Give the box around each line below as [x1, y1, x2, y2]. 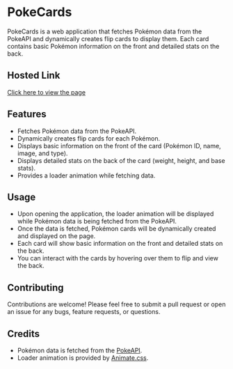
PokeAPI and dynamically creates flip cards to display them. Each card [7, 34, 209, 42]
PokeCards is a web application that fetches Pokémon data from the [7, 27, 202, 36]
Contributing [7, 281, 64, 293]
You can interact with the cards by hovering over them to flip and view [17, 254, 219, 262]
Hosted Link [7, 70, 61, 81]
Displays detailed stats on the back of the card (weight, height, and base [17, 156, 225, 164]
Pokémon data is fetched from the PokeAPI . [17, 346, 143, 354]
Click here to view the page [7, 88, 86, 96]
